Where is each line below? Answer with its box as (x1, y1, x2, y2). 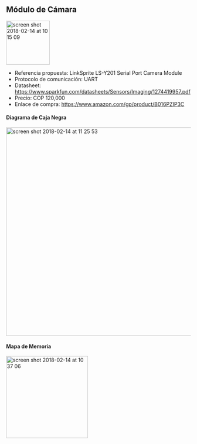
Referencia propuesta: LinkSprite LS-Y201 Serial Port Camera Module (14, 69, 182, 76)
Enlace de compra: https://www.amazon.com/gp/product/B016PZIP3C (14, 100, 185, 108)
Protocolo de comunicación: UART (14, 75, 98, 82)
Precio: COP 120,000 (14, 94, 66, 101)
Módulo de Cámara (6, 5, 77, 15)
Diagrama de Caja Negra (6, 114, 67, 121)
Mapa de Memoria (6, 343, 52, 350)
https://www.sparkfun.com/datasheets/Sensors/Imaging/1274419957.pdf (14, 88, 191, 95)
